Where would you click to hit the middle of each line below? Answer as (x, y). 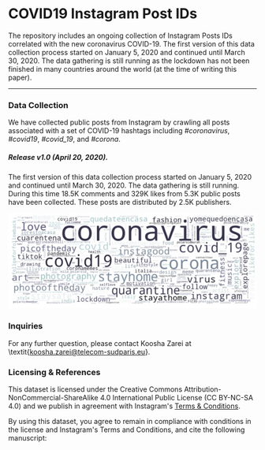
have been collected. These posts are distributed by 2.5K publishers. (120, 203)
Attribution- (203, 389)
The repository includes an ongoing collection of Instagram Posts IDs (120, 35)
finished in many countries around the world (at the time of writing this (123, 69)
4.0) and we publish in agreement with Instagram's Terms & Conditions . (124, 406)
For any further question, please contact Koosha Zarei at (100, 343)
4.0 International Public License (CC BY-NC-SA (177, 397)
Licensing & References (54, 372)
